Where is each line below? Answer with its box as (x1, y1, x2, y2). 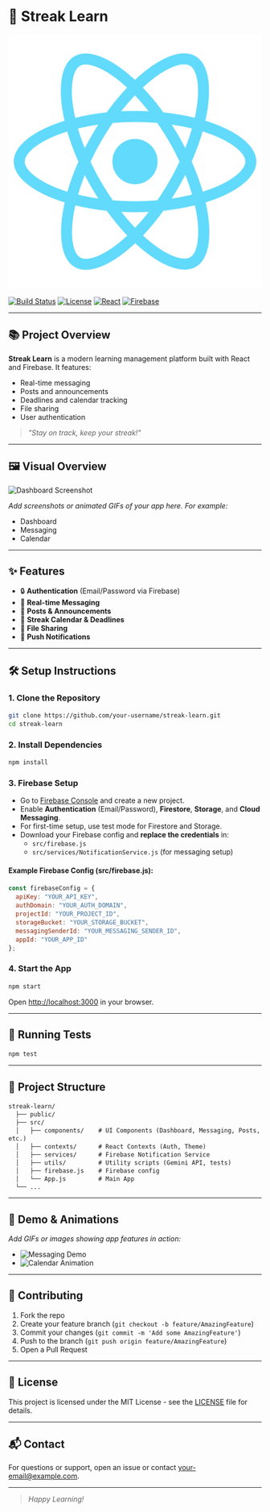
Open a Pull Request (19, 1344, 88, 1354)
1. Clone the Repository (8, 692, 100, 704)
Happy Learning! (27, 1494, 84, 1504)
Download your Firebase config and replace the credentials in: (19, 830, 229, 840)
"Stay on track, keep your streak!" (27, 427, 141, 438)
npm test (8, 1050, 38, 1058)
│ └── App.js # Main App (15, 1175, 135, 1183)
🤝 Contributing (8, 1289, 84, 1302)
